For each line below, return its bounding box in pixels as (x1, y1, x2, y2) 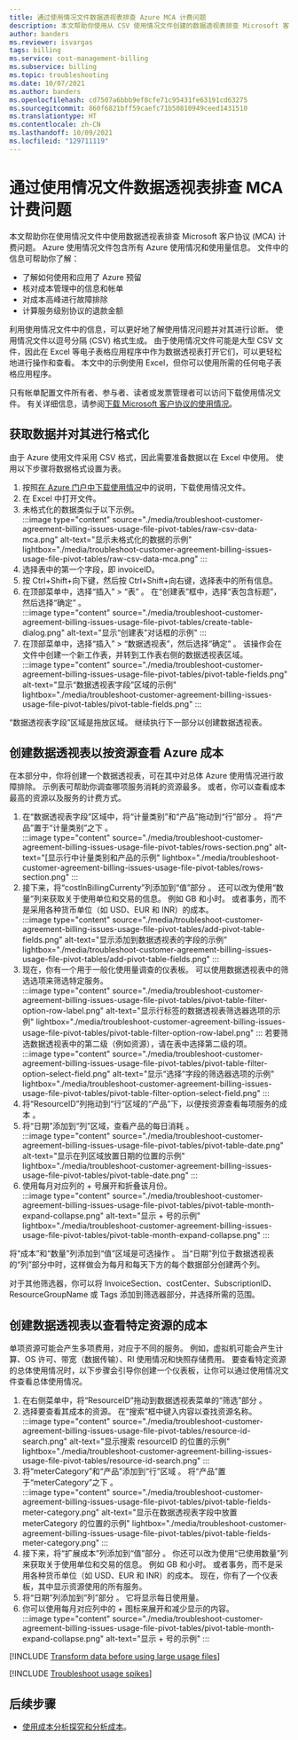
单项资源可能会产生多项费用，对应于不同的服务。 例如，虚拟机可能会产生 (9, 1343, 276, 1353)
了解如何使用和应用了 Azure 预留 (21, 271, 142, 282)
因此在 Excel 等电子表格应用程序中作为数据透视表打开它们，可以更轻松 (24, 346, 282, 357)
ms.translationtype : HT (9, 112, 98, 121)
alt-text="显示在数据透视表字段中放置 (101, 1507, 238, 1517)
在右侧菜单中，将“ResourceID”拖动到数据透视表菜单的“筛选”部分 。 (21, 1395, 268, 1406)
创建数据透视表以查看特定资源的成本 (9, 1318, 208, 1333)
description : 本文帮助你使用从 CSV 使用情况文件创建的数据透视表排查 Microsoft (9, 21, 279, 30)
